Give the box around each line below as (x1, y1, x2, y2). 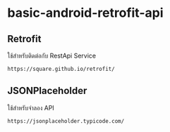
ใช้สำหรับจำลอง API (7, 103, 54, 112)
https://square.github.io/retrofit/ (7, 65, 115, 72)
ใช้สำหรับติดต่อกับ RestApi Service (7, 51, 97, 60)
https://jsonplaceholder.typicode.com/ (7, 117, 125, 124)
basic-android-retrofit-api (7, 5, 164, 21)
